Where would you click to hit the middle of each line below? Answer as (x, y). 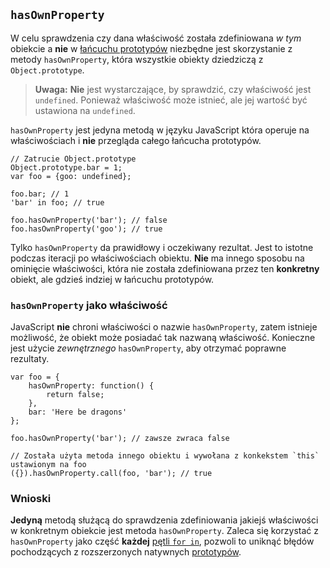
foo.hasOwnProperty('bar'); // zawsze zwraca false (120, 439)
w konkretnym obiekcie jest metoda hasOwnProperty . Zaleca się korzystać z (164, 531)
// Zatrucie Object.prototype (73, 159)
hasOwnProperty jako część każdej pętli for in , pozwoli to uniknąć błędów (162, 541)
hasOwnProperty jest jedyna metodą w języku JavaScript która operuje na (160, 130)
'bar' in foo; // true (57, 202)
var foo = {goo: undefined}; (71, 176)
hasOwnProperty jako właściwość (89, 305)
